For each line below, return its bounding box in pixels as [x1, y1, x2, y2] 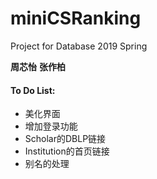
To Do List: [10, 84, 56, 96]
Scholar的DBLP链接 [24, 133, 107, 145]
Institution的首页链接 [24, 145, 110, 157]
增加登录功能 [24, 120, 78, 132]
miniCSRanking [10, 7, 142, 30]
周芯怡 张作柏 [10, 60, 66, 72]
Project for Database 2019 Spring [10, 40, 148, 52]
